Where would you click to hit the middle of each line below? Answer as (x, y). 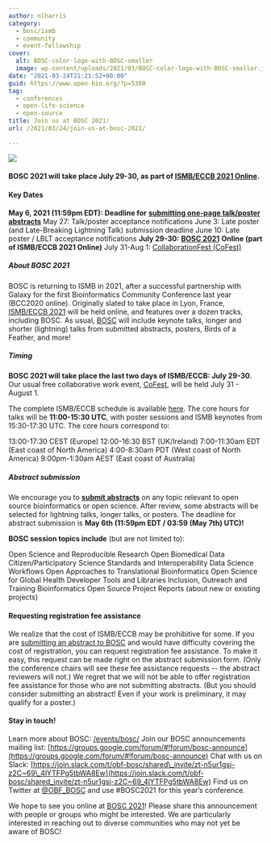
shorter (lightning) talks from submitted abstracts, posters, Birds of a (122, 328)
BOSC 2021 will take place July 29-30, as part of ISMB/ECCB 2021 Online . (134, 176)
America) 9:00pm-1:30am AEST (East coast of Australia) (102, 459)
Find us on (231, 781)
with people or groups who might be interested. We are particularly (120, 814)
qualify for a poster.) (42, 702)
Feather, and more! (40, 337)
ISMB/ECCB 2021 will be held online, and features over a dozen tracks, (126, 311)
